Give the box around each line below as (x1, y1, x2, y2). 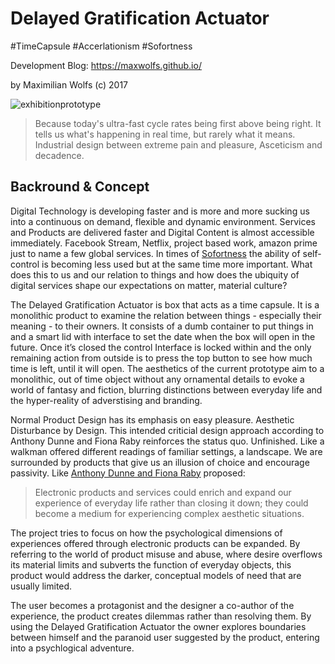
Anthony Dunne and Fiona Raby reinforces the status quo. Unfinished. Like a (10, 435, 325, 447)
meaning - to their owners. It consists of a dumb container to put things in (10, 320, 314, 332)
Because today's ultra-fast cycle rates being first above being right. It (34, 117, 322, 129)
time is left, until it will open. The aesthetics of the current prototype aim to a (10, 362, 325, 374)
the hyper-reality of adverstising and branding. (10, 394, 203, 406)
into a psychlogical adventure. (10, 642, 135, 654)
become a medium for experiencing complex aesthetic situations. (34, 507, 305, 519)
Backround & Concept (10, 178, 150, 196)
